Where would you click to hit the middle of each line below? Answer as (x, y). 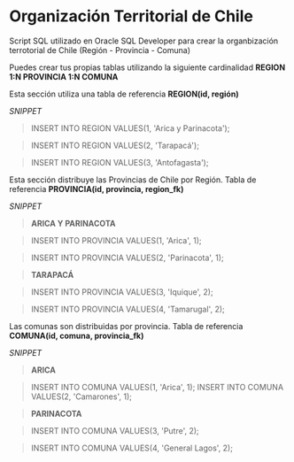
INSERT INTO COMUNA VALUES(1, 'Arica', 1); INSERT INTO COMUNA (157, 387)
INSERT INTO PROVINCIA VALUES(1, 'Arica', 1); (116, 240)
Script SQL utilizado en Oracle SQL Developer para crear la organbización (144, 41)
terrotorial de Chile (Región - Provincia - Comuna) (100, 50)
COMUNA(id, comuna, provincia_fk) (77, 335)
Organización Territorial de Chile (132, 16)
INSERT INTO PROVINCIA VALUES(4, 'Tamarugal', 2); (128, 309)
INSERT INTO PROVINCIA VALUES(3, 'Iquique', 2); (122, 292)
